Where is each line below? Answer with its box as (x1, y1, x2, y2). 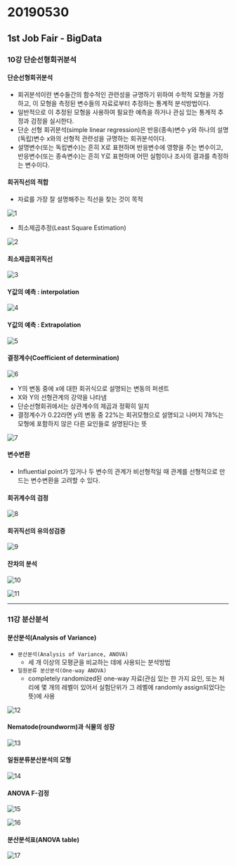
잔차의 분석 (7, 560, 37, 568)
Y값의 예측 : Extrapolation (7, 321, 81, 329)
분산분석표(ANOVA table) (7, 835, 79, 844)
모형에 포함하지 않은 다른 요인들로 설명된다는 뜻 (17, 419, 147, 427)
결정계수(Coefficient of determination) (7, 354, 119, 362)
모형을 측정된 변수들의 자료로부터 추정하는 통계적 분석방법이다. (39, 99, 211, 108)
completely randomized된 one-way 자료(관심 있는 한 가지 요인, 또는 (27, 674, 218, 683)
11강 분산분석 (7, 614, 49, 624)
